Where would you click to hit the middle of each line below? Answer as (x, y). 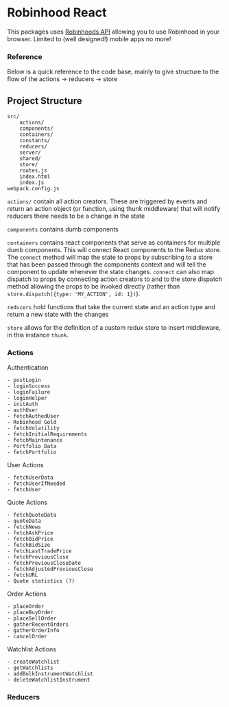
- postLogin (24, 380)
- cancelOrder (27, 637)
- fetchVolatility (33, 428)
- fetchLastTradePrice (39, 551)
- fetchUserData (30, 478)
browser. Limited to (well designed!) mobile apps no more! (89, 38)
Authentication (28, 368)
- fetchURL (23, 575)
